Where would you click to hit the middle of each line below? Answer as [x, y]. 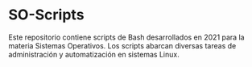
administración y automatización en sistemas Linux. [94, 54]
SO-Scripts [46, 15]
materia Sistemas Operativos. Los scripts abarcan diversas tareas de [122, 45]
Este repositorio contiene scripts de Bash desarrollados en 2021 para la [126, 37]
